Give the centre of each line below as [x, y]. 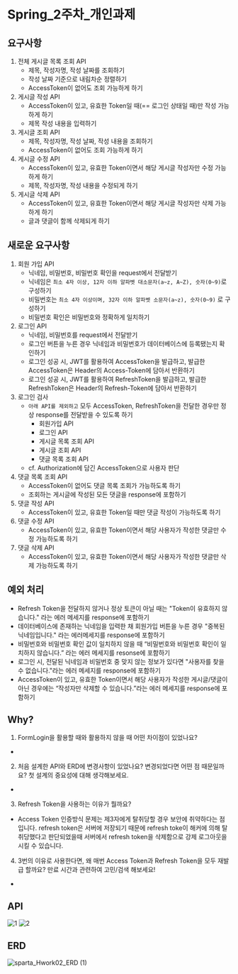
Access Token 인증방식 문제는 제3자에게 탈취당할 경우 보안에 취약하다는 [118, 819]
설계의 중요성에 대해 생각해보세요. [82, 775]
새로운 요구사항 [39, 245]
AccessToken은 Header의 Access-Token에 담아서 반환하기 [111, 370]
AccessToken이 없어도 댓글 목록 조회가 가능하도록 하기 [104, 485]
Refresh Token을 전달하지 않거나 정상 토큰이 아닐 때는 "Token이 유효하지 [119, 608]
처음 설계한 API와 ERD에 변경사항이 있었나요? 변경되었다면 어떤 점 [109, 766]
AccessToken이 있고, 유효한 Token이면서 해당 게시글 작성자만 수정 [121, 168]
